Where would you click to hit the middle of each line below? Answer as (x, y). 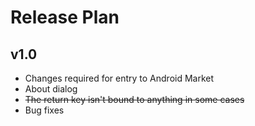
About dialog (51, 89)
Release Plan (65, 17)
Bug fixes (44, 110)
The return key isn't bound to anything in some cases (134, 99)
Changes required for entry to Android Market (119, 78)
